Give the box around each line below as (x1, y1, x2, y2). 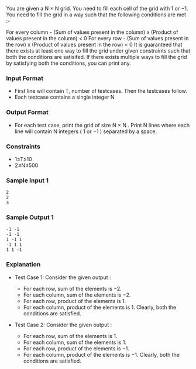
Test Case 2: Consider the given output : (14, 321, 112, 328)
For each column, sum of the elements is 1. (23, 339, 127, 346)
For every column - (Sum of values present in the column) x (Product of (6, 29, 178, 36)
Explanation (6, 260, 41, 269)
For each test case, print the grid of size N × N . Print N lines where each (14, 121, 190, 128)
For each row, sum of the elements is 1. (23, 332, 118, 339)
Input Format (6, 74, 44, 82)
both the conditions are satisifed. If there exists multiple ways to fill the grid (6, 54, 187, 60)
